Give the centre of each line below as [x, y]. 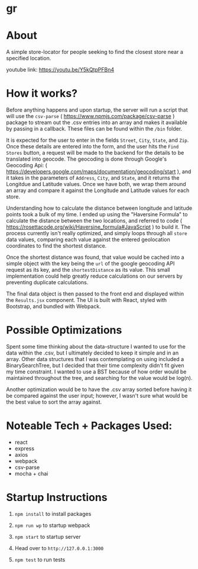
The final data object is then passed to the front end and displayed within [95, 294]
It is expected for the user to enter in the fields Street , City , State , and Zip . [98, 140]
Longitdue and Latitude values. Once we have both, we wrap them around [96, 184]
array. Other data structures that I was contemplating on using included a [95, 359]
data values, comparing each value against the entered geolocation [88, 240]
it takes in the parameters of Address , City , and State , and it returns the [93, 178]
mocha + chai [31, 473]
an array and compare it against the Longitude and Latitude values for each [98, 190]
